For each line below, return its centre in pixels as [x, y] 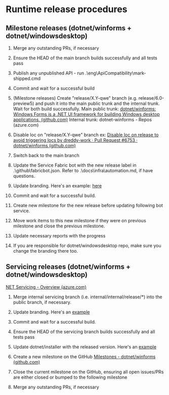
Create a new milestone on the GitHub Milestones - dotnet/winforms [84, 357]
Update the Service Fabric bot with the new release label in [75, 165]
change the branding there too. [46, 251]
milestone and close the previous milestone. [59, 226]
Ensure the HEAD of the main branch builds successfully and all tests [85, 58]
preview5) [24, 103]
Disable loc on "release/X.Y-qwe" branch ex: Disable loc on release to [86, 135]
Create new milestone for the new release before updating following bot [88, 205]
